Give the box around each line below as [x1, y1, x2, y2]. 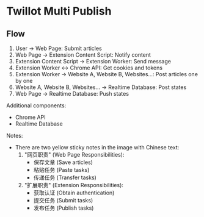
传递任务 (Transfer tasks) [33, 174, 97, 181]
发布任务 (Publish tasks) [33, 204, 94, 212]
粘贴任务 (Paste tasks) [33, 166, 90, 173]
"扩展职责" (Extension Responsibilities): [24, 182, 124, 188]
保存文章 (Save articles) [33, 158, 93, 166]
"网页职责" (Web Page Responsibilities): [24, 151, 125, 158]
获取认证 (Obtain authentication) [33, 189, 115, 196]
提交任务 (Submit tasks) [33, 197, 93, 204]
